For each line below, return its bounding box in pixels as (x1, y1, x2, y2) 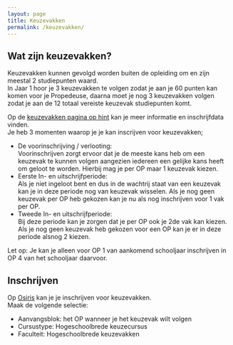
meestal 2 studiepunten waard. (7, 76, 98, 85)
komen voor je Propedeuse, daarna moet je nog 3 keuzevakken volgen (7, 92, 215, 100)
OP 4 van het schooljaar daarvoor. (7, 254, 108, 262)
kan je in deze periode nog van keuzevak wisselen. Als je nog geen (17, 187, 215, 196)
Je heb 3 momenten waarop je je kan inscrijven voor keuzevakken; (7, 128, 204, 137)
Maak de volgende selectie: (7, 301, 89, 309)
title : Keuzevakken (7, 17, 66, 24)
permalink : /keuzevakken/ (7, 23, 84, 31)
